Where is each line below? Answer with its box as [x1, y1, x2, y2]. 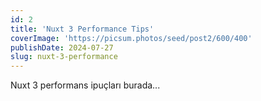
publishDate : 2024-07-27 [10, 42, 114, 53]
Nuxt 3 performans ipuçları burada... [10, 79, 161, 91]
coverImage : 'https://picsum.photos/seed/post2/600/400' [10, 33, 253, 43]
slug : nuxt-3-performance [10, 52, 118, 62]
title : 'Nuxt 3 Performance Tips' [10, 24, 155, 34]
